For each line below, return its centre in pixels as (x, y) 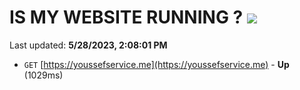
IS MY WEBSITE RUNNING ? (126, 17)
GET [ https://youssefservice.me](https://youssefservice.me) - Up (156, 64)
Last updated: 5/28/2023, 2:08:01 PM (88, 45)
